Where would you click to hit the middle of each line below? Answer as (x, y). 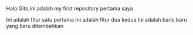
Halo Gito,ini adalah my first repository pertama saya (70, 8)
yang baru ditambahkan (35, 26)
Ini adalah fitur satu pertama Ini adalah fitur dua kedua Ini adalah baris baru (97, 20)
